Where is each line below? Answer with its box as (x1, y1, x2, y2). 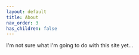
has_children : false (6, 25, 58, 32)
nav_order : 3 (6, 20, 39, 26)
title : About (6, 14, 39, 20)
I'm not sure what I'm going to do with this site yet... (6, 42, 134, 49)
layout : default (6, 8, 47, 15)
